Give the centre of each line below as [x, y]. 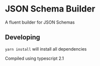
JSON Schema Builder [50, 9]
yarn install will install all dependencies [46, 49]
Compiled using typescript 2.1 [35, 58]
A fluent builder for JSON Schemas [40, 22]
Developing [22, 37]
